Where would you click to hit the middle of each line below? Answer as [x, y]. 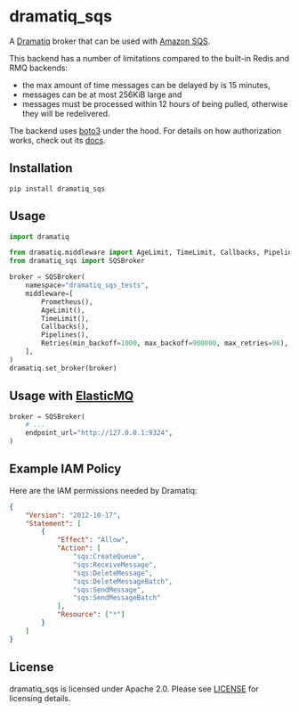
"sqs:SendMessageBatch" [117, 598]
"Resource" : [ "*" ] [91, 615]
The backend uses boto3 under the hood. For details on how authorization [145, 130]
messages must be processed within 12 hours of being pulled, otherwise [155, 103]
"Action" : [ [79, 548]
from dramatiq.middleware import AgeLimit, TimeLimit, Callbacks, [135, 253]
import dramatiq [39, 237]
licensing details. [40, 698]
